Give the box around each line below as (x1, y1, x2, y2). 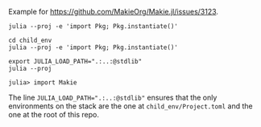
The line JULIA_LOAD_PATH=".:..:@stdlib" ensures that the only (8, 92, 217, 102)
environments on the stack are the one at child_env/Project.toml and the (8, 101, 253, 111)
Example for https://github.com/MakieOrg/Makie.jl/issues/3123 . (8, 7, 219, 16)
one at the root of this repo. (8, 110, 99, 119)
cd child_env (8, 36, 52, 44)
